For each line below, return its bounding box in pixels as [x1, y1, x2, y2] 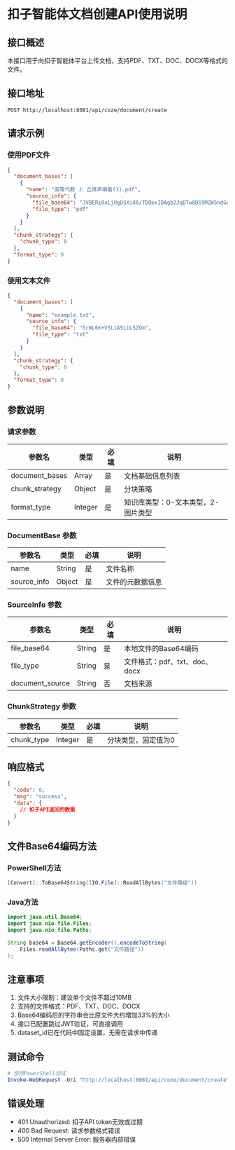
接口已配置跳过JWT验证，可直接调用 [17, 1020, 124, 1028]
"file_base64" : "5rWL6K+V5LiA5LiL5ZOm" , [32, 324, 152, 331]
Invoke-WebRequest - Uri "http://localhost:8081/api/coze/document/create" [7, 1076, 230, 1083]
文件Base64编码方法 [7, 840, 97, 852]
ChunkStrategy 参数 [7, 701, 77, 711]
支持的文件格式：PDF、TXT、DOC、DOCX [17, 1002, 141, 1011]
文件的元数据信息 [106, 577, 162, 587]
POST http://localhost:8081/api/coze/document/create [7, 107, 168, 114]
